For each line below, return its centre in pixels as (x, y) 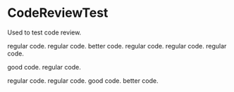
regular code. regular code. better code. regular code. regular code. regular (117, 46)
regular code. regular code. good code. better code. (83, 80)
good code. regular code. (44, 67)
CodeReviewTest (58, 13)
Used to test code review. (44, 32)
